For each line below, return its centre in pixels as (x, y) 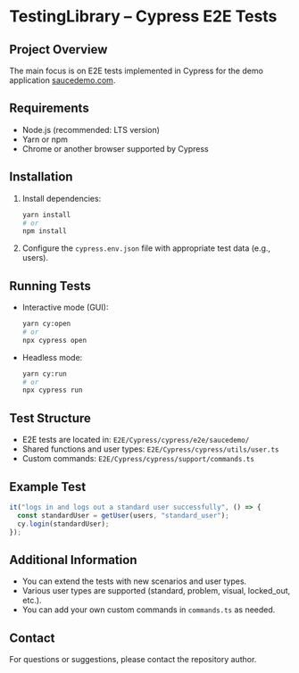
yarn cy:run (44, 374)
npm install (44, 231)
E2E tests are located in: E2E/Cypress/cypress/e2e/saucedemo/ (136, 440)
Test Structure (50, 418)
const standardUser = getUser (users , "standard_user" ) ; (123, 515)
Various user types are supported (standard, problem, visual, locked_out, (156, 591)
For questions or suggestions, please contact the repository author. (133, 660)
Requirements (49, 108)
